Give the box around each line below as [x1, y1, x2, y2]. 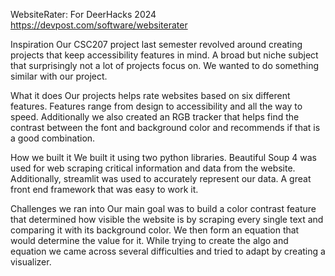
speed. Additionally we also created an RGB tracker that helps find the [10, 111, 300, 123]
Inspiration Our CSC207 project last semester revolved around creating [10, 39, 303, 50]
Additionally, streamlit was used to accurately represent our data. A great [10, 173, 312, 184]
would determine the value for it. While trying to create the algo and [10, 235, 289, 246]
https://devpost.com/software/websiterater [10, 19, 188, 31]
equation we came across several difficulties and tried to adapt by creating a [10, 245, 326, 257]
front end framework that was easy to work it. [10, 184, 199, 195]
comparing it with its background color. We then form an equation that [10, 224, 300, 236]
